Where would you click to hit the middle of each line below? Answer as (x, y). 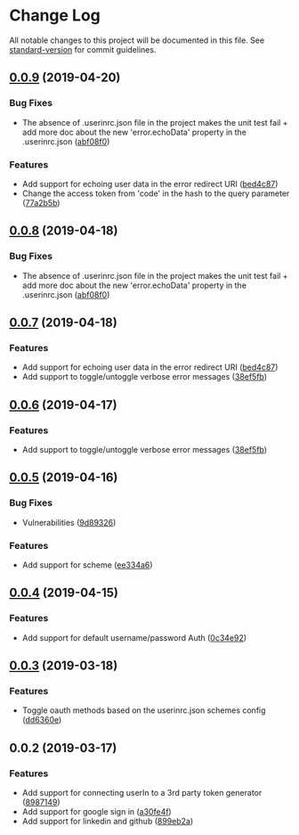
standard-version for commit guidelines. (83, 49)
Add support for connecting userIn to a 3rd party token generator (142, 793)
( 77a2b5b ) (41, 202)
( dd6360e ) (42, 720)
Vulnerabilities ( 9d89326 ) (69, 522)
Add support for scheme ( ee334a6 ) (87, 565)
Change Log (55, 16)
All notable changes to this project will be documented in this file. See (137, 40)
